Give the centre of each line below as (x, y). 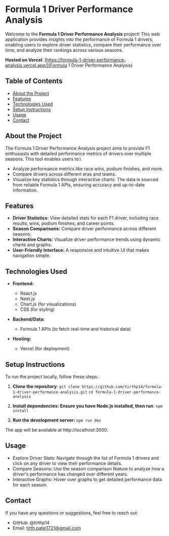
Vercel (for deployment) (45, 349)
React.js (28, 293)
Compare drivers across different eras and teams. (64, 174)
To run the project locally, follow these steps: (52, 377)
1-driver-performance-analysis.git (50, 392)
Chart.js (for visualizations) (48, 304)
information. (25, 190)
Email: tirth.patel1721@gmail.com (47, 528)
